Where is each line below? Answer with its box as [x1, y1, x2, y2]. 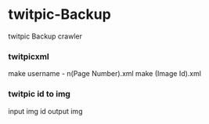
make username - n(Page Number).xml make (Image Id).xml [8, 69, 202, 78]
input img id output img [8, 106, 83, 115]
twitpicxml [8, 51, 49, 62]
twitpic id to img [8, 89, 70, 100]
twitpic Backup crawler [8, 31, 83, 41]
